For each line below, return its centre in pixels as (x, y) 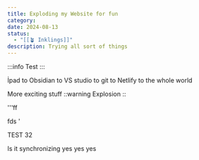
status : (19, 33)
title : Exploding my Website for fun (63, 14)
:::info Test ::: (26, 67)
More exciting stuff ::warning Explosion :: (67, 94)
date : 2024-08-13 (33, 27)
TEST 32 (20, 135)
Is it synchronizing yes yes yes (52, 148)
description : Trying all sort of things (68, 47)
